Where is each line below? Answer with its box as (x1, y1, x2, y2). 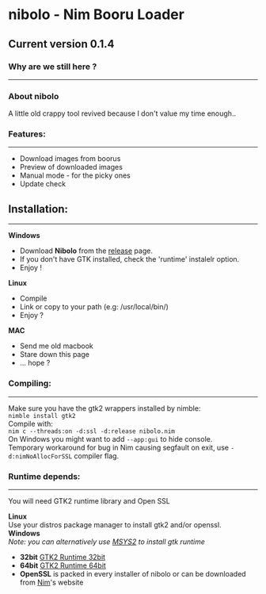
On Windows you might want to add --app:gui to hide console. (8, 434, 213, 443)
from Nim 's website (19, 577, 84, 587)
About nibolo (8, 90, 59, 102)
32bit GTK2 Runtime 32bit (19, 552, 105, 561)
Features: (8, 128, 46, 140)
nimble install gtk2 (8, 412, 77, 420)
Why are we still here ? (8, 61, 97, 72)
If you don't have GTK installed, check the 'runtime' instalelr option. (19, 255, 240, 264)
